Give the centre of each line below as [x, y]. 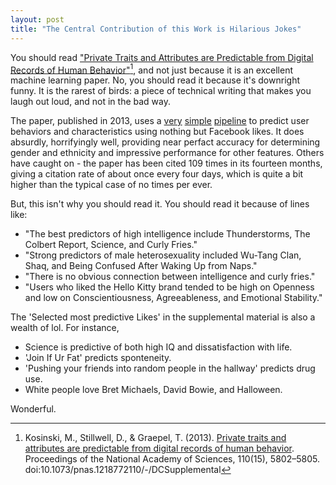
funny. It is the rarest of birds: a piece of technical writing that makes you [161, 91]
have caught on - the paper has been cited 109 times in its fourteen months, [166, 163]
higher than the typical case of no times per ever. [111, 185]
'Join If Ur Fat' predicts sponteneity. [98, 358]
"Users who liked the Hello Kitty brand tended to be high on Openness [169, 287]
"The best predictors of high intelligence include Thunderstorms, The [167, 234]
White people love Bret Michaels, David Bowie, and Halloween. [153, 390]
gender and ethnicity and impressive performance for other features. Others [167, 153]
